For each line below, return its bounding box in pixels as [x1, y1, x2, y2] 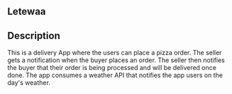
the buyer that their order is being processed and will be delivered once [7, 64, 216, 72]
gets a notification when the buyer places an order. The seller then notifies [7, 56, 225, 64]
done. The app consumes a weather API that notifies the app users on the [7, 71, 223, 80]
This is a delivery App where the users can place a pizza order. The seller [7, 49, 222, 57]
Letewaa [7, 6, 46, 18]
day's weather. [7, 78, 51, 87]
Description [7, 30, 60, 42]
